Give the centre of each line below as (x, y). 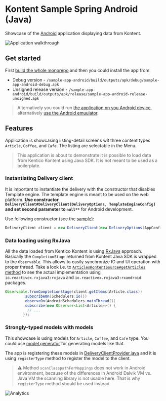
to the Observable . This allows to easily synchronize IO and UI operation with (83, 262)
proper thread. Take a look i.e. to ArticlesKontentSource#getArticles (75, 267)
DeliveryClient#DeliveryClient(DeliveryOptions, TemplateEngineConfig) (80, 204)
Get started (23, 59)
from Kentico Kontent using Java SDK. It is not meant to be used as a (87, 160)
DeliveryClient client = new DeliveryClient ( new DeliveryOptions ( (75, 228)
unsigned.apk (26, 98)
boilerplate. (29, 165)
